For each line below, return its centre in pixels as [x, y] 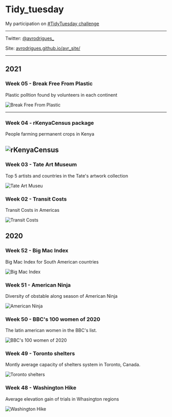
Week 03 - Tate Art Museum [41, 165]
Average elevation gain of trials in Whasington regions [62, 399]
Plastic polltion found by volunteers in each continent [61, 95]
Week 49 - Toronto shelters [40, 354]
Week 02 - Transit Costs [36, 199]
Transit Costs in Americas [33, 210]
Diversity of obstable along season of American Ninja [61, 296]
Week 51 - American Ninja [38, 285]
